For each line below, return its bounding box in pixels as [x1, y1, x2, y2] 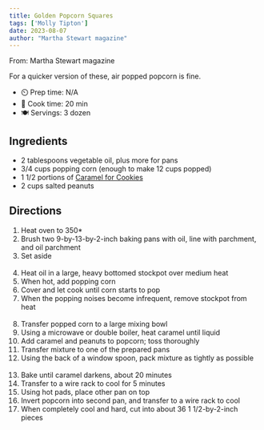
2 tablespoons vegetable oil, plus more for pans [20, 155, 178, 165]
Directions [9, 204, 62, 218]
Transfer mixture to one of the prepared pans [20, 344, 170, 354]
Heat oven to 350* [20, 225, 83, 235]
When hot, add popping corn [20, 276, 116, 286]
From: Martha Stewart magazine [9, 56, 115, 66]
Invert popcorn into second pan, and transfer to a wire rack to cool [20, 396, 241, 405]
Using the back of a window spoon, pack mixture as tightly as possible [20, 353, 254, 363]
